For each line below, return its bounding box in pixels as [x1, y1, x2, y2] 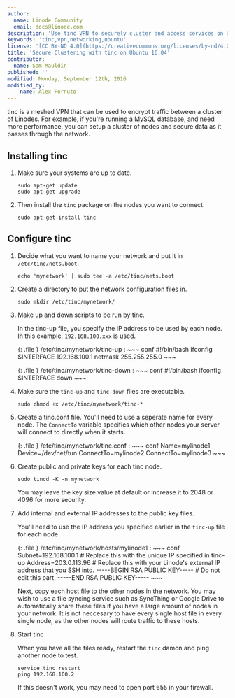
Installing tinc [7, 150, 68, 162]
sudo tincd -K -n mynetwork [17, 476, 99, 483]
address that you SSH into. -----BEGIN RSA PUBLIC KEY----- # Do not [17, 566, 220, 574]
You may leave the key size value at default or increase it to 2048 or [17, 487, 214, 497]
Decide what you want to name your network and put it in [17, 251, 183, 259]
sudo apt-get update [17, 182, 78, 189]
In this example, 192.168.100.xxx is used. [17, 332, 136, 340]
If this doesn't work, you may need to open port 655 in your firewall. [17, 683, 213, 691]
